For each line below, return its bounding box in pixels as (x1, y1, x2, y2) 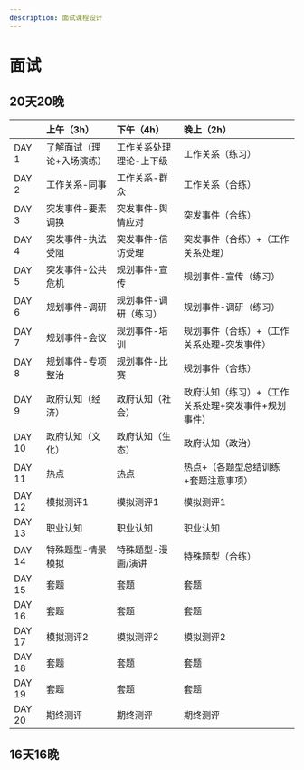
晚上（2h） (183, 123, 233, 136)
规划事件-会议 (46, 331, 107, 344)
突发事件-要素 (46, 201, 107, 214)
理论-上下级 (116, 154, 168, 167)
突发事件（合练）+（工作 (183, 232, 290, 245)
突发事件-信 (116, 232, 168, 245)
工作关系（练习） (183, 147, 256, 160)
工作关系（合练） (183, 178, 256, 190)
